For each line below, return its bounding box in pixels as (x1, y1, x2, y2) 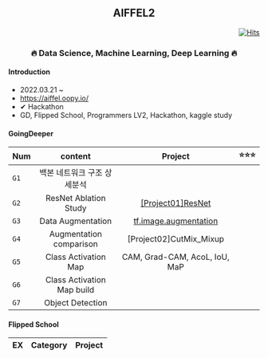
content (60, 151, 92, 162)
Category (30, 340, 68, 351)
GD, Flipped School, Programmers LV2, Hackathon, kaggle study (19, 110, 233, 120)
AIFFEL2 (112, 6, 156, 20)
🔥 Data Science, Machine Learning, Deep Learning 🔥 (30, 47, 238, 58)
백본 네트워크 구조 (39, 167, 103, 179)
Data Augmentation (39, 215, 112, 226)
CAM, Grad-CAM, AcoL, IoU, (121, 251, 230, 262)
